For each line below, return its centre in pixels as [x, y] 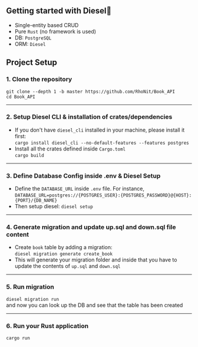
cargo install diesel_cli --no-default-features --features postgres [102, 143]
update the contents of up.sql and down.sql [67, 266]
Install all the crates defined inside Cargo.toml [70, 149]
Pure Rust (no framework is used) [55, 31]
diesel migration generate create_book [64, 254]
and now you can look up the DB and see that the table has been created [95, 305]
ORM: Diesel [30, 44]
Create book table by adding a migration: [64, 247]
